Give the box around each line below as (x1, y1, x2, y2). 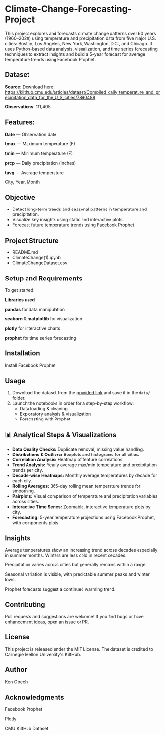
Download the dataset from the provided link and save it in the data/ (12, 389, 151, 395)
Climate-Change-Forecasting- (5, 3, 132, 15)
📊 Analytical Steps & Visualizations (5, 431, 117, 439)
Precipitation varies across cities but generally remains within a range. (5, 562, 147, 568)
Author (5, 665, 27, 674)
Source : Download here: (5, 84, 55, 90)
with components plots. (12, 520, 60, 525)
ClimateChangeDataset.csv (12, 260, 68, 266)
